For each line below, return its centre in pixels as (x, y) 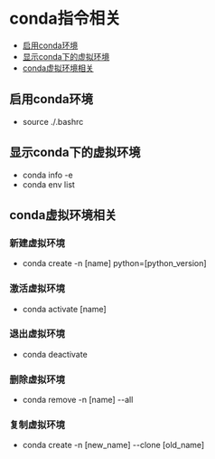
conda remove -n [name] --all (78, 400)
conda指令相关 (65, 19)
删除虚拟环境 (37, 379)
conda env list (48, 184)
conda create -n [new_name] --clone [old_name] (113, 445)
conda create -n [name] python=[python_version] (114, 263)
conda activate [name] (64, 309)
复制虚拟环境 (37, 425)
